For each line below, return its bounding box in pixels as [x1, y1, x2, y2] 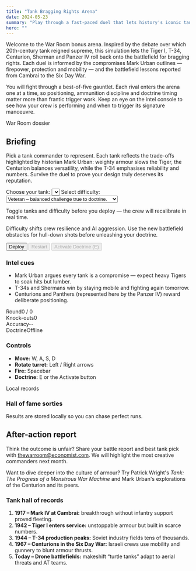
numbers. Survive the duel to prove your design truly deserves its [6, 171, 163, 178]
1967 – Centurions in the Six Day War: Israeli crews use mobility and [14, 541, 180, 548]
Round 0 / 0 [6, 308, 33, 315]
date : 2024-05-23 [6, 14, 48, 20]
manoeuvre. [6, 108, 35, 115]
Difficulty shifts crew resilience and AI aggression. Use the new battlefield [6, 225, 184, 232]
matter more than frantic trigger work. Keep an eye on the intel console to [6, 96, 183, 103]
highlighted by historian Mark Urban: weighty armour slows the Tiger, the [6, 159, 182, 166]
